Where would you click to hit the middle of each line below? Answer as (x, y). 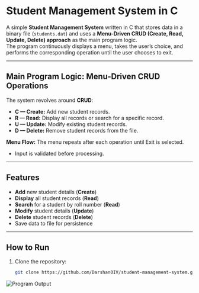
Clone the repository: (41, 262)
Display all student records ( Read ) (57, 198)
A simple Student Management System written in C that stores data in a (94, 27)
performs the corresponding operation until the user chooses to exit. (90, 52)
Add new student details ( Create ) (56, 192)
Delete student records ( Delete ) (54, 217)
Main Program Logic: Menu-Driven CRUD (83, 77)
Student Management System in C (92, 11)
